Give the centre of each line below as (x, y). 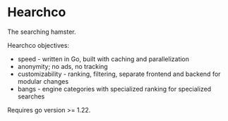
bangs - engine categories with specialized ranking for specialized (114, 89)
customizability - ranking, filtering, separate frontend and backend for (119, 74)
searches (31, 96)
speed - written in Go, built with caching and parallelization (103, 59)
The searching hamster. (42, 32)
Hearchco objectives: (38, 45)
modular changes (43, 81)
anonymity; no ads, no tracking (62, 66)
